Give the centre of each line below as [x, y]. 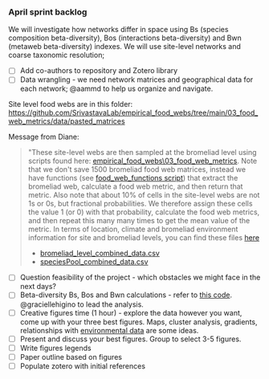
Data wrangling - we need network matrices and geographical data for [137, 79]
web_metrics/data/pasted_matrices [67, 121]
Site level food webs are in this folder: [71, 104]
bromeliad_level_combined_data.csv [100, 253]
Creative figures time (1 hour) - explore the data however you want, [131, 312]
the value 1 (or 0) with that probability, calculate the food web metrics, [144, 212]
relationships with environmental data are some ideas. [109, 330]
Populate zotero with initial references [83, 366]
